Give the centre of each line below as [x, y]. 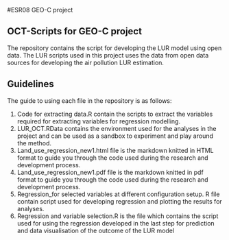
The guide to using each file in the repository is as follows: [89, 100]
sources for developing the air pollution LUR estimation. [86, 62]
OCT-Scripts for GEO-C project [75, 31]
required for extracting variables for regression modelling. [98, 121]
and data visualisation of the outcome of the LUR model [96, 230]
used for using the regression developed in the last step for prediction [116, 223]
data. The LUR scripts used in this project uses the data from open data [108, 55]
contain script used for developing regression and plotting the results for [120, 201]
